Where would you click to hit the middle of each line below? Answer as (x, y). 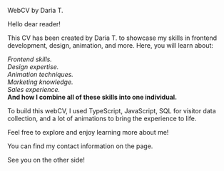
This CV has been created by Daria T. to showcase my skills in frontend (112, 38)
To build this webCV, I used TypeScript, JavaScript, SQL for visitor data (112, 111)
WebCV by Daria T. (35, 10)
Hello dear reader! (34, 24)
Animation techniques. (40, 74)
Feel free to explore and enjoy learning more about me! (88, 132)
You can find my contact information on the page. (80, 146)
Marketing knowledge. (40, 82)
